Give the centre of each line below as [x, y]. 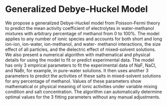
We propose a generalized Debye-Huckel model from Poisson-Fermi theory [83, 23]
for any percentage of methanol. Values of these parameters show [73, 81]
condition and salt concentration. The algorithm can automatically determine [83, 92]
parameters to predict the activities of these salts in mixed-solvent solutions [83, 76]
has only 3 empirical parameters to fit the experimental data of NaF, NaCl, [81, 65]
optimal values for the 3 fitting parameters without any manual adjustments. [83, 97]
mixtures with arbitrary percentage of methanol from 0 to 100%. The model [82, 33]
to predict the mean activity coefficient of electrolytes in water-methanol [80, 28]
